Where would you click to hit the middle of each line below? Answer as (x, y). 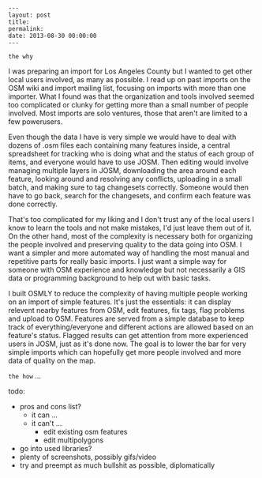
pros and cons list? (50, 406)
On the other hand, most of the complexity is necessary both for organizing (131, 236)
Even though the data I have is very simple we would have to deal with (122, 137)
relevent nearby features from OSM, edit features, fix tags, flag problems (126, 310)
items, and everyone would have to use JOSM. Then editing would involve (129, 162)
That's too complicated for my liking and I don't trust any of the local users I (131, 219)
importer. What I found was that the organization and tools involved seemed (131, 96)
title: (19, 22)
